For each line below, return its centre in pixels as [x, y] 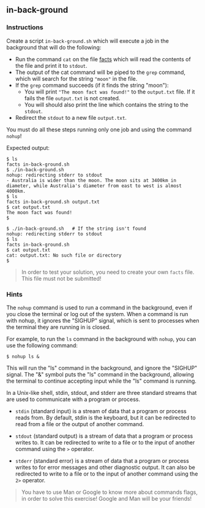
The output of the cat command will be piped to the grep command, [100, 72]
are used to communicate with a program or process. [73, 399]
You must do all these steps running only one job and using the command [99, 129]
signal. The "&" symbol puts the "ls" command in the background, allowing [100, 374]
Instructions [25, 28]
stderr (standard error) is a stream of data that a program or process [102, 460]
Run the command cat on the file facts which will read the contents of [103, 59]
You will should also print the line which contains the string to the [106, 105]
